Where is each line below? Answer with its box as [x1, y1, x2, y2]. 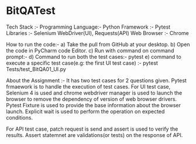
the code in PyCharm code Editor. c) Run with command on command [6, 47, 174, 54]
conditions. [6, 114, 33, 121]
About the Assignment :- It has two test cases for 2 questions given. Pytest [6, 77, 187, 84]
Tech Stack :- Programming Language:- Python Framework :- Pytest [6, 23, 171, 30]
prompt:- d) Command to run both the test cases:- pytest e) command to [6, 53, 181, 60]
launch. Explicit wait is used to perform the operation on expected [6, 108, 165, 115]
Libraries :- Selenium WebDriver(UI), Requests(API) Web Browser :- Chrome [6, 29, 189, 36]
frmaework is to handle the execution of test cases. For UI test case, [6, 83, 171, 90]
